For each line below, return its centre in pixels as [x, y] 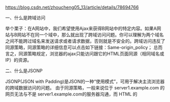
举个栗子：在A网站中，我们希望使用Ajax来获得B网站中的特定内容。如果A [81, 28]
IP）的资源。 [19, 60]
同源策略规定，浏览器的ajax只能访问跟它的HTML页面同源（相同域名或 [91, 54]
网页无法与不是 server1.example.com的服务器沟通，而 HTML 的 [72, 94]
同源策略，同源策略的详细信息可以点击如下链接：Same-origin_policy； [79, 47]
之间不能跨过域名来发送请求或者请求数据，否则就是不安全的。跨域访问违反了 [85, 41]
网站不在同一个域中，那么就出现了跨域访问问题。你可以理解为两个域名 [90, 35]
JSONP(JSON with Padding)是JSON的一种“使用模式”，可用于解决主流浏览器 [85, 81]
